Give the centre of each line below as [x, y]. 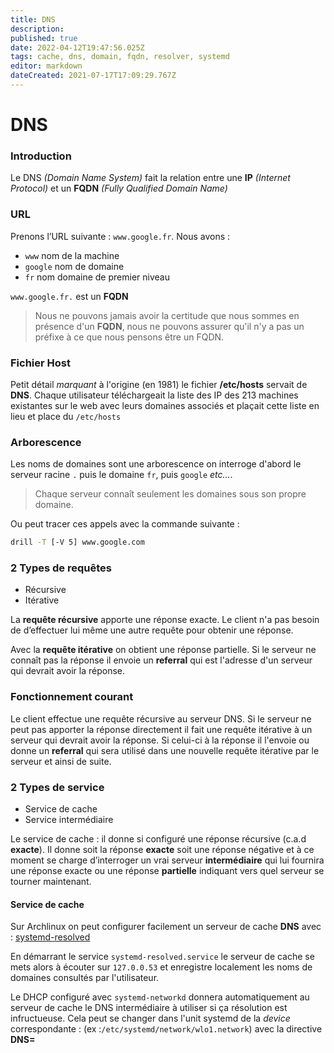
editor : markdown [46, 66]
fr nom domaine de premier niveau [97, 277]
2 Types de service [57, 787]
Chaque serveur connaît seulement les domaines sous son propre [170, 494]
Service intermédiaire [69, 820]
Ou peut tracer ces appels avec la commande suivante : [125, 524]
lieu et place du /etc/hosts [66, 416]
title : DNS [33, 19]
